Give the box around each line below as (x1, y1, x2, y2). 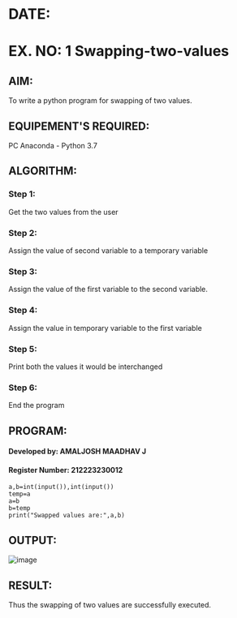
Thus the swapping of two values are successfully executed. (8, 599, 212, 609)
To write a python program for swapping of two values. (8, 96, 192, 105)
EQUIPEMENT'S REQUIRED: (8, 119, 150, 133)
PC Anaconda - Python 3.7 (8, 141, 97, 150)
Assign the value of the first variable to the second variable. (8, 285, 209, 294)
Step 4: (8, 305, 38, 316)
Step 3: (8, 265, 38, 277)
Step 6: (8, 382, 38, 393)
